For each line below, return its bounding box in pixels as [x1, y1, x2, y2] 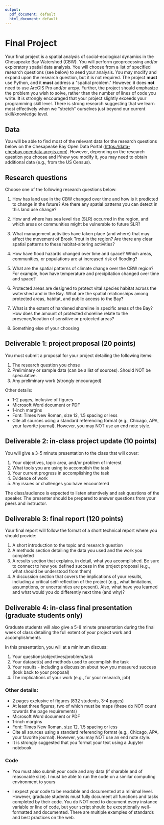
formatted [12, 809, 33, 815]
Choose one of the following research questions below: [5, 186, 117, 192]
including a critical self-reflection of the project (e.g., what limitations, [12, 579, 153, 585]
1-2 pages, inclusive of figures [12, 396, 73, 403]
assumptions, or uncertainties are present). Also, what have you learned [12, 584, 158, 590]
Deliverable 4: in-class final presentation [5, 604, 132, 612]
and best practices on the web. [12, 814, 75, 820]
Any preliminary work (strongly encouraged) [12, 378, 102, 384]
